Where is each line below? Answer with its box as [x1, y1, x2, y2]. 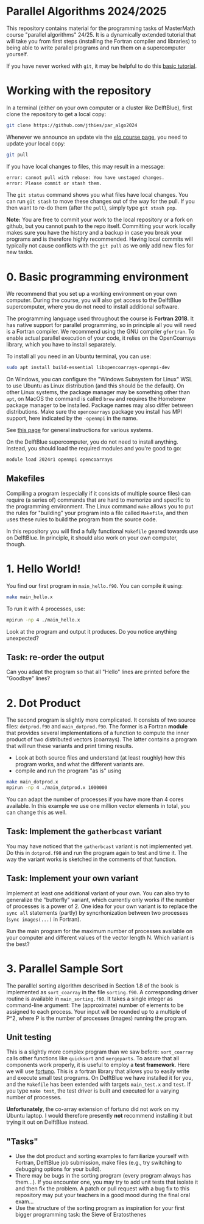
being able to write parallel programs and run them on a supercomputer [6, 44, 186, 51]
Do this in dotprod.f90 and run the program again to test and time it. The [6, 849, 188, 856]
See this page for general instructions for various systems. [6, 427, 153, 434]
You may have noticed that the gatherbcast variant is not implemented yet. [6, 842, 193, 850]
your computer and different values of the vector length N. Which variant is [6, 934, 195, 941]
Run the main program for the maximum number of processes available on [6, 927, 193, 934]
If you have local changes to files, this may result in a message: [6, 163, 166, 170]
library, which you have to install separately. [6, 341, 117, 348]
